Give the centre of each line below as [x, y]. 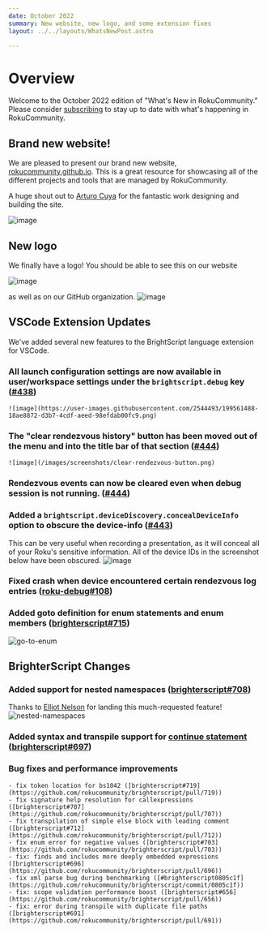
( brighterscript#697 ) [50, 747]
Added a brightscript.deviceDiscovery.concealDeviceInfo [123, 515]
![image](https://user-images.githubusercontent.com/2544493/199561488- [133, 409]
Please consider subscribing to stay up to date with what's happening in [129, 110]
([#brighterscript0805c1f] [199, 878]
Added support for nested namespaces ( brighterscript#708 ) [130, 690]
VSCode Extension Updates [80, 322]
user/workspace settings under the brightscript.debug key [127, 381]
